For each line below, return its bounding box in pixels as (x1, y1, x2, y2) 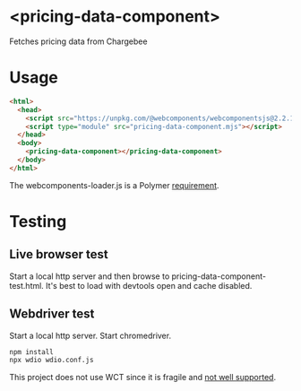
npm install (9, 347, 54, 356)
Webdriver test (9, 307, 95, 322)
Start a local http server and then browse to (9, 271, 170, 282)
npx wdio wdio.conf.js (9, 356, 94, 365)
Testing (9, 211, 67, 231)
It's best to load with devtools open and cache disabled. (46, 280, 253, 291)
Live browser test (9, 247, 109, 262)
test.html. (9, 280, 45, 291)
